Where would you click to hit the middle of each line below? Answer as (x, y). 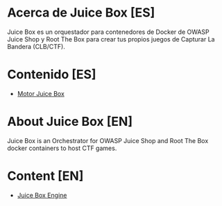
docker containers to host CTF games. (62, 148)
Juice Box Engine (42, 195)
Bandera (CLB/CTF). (36, 46)
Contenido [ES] (52, 75)
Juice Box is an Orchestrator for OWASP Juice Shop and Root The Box (108, 140)
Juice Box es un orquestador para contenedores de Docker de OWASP (108, 32)
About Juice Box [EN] (70, 122)
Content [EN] (45, 176)
